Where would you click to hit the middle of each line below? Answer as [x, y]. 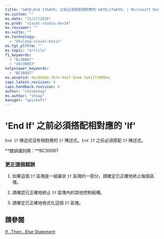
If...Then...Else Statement [30, 232]
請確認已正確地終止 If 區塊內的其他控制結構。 [58, 193]
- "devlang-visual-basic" [36, 41]
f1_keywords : [18, 55]
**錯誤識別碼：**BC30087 [32, 151]
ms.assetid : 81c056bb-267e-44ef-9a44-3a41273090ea [58, 78]
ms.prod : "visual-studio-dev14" [38, 23]
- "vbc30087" [23, 64]
